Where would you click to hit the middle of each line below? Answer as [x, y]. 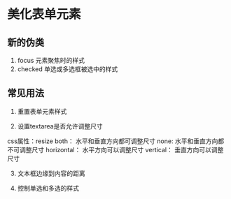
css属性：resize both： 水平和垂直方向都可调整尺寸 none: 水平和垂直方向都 [116, 141]
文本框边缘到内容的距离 [51, 173]
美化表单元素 [44, 14]
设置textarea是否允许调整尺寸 [60, 126]
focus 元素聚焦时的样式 [51, 60]
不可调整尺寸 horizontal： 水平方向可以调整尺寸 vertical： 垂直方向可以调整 [115, 149]
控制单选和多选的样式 [48, 188]
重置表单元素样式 [42, 111]
